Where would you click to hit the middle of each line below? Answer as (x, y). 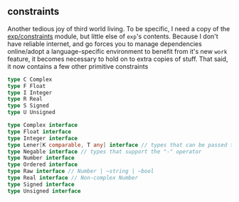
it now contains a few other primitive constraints (78, 66)
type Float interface (39, 131)
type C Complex (30, 79)
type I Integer (30, 92)
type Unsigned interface (44, 191)
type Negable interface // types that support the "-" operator (105, 152)
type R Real (25, 99)
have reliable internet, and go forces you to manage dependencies (105, 44)
